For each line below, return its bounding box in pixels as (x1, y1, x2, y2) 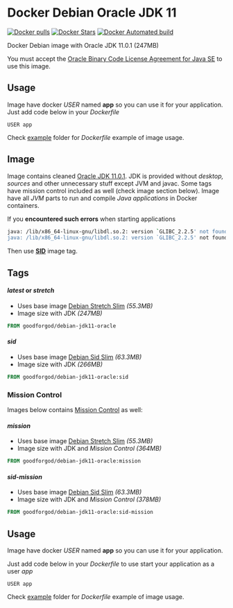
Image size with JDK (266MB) (17, 360, 103, 368)
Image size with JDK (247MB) (17, 309, 103, 317)
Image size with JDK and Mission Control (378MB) (17, 495, 162, 503)
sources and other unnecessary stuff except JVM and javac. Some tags (7, 179, 212, 188)
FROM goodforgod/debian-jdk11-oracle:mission (7, 458, 141, 465)
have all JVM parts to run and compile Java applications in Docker (7, 194, 198, 202)
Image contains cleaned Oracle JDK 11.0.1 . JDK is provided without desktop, (7, 172, 224, 180)
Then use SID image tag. (7, 247, 78, 256)
